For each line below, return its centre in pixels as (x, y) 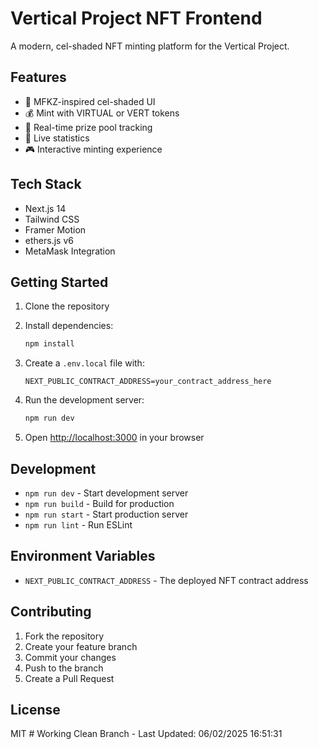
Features (38, 77)
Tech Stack (46, 184)
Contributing (51, 612)
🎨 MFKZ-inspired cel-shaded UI (90, 101)
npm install (49, 344)
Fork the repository (64, 636)
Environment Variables (83, 556)
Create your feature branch (81, 646)
